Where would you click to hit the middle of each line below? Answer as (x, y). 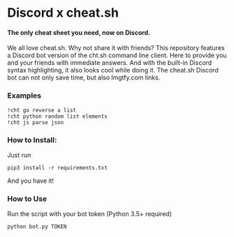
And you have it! (31, 181)
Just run (19, 155)
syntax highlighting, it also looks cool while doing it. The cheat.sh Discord (113, 70)
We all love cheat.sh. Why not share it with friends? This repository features (116, 48)
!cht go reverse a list (42, 110)
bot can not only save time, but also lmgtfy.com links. (84, 77)
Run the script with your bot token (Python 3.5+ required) (90, 214)
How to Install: (32, 139)
